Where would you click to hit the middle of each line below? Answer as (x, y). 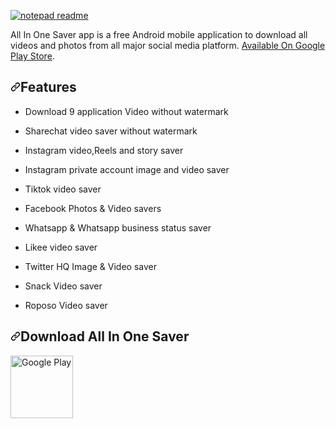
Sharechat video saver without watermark (111, 131)
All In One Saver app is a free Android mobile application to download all (159, 34)
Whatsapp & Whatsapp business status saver (118, 227)
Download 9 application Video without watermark (126, 111)
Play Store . (32, 56)
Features (48, 87)
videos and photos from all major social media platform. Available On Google (168, 45)
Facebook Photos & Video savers (93, 208)
